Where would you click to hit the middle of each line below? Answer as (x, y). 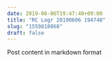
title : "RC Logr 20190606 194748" (57, 20)
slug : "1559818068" (35, 26)
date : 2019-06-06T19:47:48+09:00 (55, 13)
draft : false (26, 33)
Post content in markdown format (54, 52)
